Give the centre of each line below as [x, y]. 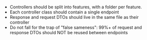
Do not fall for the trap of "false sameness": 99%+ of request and [76, 27]
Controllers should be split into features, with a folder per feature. [76, 7]
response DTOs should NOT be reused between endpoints [69, 33]
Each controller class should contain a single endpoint [64, 12]
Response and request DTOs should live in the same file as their [74, 17]
